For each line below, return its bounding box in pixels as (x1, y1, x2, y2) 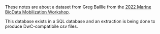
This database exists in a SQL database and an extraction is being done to (5, 19, 156, 24)
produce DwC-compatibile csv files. (5, 23, 78, 29)
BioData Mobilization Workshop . (5, 9, 70, 15)
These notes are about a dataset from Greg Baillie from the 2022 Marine (5, 4, 152, 10)
